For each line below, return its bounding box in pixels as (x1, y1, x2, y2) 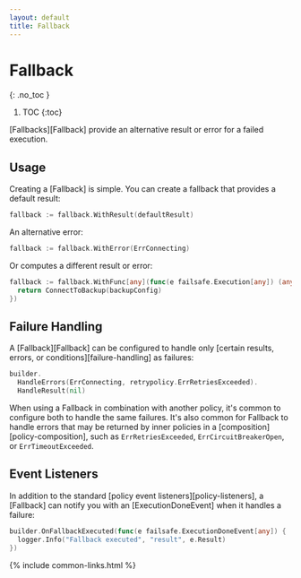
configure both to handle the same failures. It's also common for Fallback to (9, 412, 288, 423)
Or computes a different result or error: (9, 261, 153, 271)
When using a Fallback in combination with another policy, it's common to (9, 402, 281, 413)
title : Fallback (9, 22, 70, 30)
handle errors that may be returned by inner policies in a (9, 422, 217, 433)
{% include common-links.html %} (9, 559, 137, 570)
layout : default (9, 13, 70, 22)
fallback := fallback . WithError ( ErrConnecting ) (9, 244, 191, 254)
